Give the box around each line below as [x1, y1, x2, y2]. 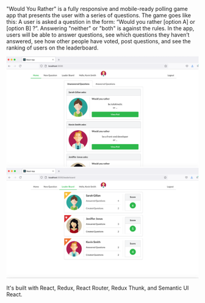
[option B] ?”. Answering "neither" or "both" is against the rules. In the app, [6, 24, 195, 32]
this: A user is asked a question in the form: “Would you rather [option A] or [6, 18, 195, 25]
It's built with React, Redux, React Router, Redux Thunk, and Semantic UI [6, 284, 189, 291]
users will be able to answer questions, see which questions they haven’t [6, 31, 190, 38]
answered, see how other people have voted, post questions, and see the [6, 38, 191, 45]
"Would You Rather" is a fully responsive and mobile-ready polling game [6, 5, 188, 12]
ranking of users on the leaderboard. [6, 44, 99, 51]
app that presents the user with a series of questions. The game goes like [6, 12, 191, 19]
